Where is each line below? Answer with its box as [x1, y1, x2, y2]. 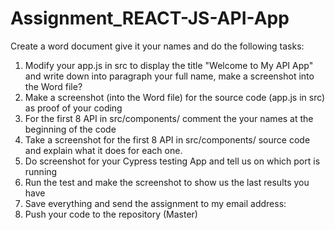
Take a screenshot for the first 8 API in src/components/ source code [24, 133, 311, 146]
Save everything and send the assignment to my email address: [24, 197, 287, 209]
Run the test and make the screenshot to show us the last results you [24, 176, 310, 188]
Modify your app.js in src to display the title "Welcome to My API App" [24, 59, 314, 71]
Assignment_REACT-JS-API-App [10, 7, 290, 30]
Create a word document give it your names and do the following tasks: [10, 40, 305, 52]
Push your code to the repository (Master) [24, 208, 198, 220]
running [24, 165, 58, 177]
